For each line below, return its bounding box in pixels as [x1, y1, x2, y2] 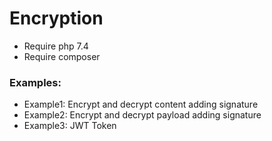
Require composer [23, 50, 101, 62]
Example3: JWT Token [23, 120, 117, 132]
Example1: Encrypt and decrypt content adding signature [23, 98, 259, 111]
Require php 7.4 [23, 40, 89, 52]
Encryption [9, 7, 104, 30]
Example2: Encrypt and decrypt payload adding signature [23, 109, 262, 121]
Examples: [9, 75, 62, 89]
